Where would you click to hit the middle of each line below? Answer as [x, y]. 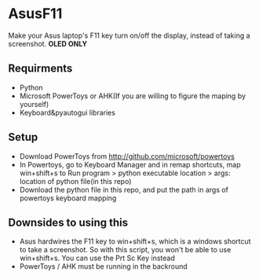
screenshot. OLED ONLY [48, 43]
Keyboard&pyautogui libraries [67, 112]
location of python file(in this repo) [75, 181]
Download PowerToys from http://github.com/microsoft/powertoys [127, 156]
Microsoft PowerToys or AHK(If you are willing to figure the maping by [132, 96]
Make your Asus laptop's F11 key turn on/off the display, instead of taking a [129, 35]
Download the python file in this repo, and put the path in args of [124, 189]
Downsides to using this [68, 222]
